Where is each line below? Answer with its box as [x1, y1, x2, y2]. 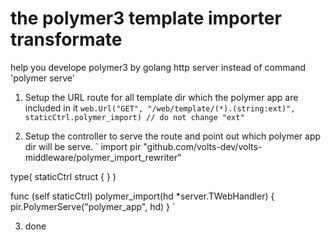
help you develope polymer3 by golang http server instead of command [10, 61, 307, 73]
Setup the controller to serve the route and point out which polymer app [24, 130, 322, 142]
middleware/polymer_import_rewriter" [24, 151, 182, 163]
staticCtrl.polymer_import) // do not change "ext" [24, 112, 245, 122]
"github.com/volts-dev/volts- [143, 140, 263, 152]
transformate [10, 28, 123, 51]
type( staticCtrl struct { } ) [10, 170, 117, 182]
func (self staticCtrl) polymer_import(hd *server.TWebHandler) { [10, 190, 275, 202]
